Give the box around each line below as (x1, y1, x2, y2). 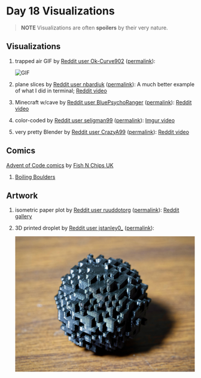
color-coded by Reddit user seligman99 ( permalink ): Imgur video (14, 116, 175, 124)
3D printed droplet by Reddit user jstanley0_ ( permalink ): (14, 224, 154, 232)
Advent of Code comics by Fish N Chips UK (6, 161, 114, 169)
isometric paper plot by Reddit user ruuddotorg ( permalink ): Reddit (14, 206, 179, 214)
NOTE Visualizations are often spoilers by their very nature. (20, 24, 169, 31)
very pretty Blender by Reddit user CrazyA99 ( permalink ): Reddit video (14, 128, 190, 136)
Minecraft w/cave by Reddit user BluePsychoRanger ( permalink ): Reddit (14, 98, 192, 106)
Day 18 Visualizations (6, 4, 115, 18)
